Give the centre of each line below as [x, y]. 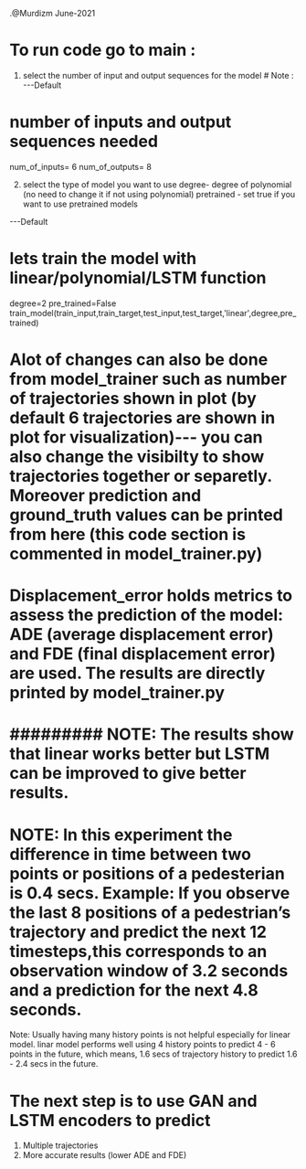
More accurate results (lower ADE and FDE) [105, 1155]
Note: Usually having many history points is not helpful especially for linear [150, 1035]
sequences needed [84, 142]
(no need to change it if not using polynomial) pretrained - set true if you [159, 194]
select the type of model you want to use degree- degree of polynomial [157, 184]
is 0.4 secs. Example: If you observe [150, 893]
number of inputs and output [121, 122]
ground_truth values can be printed [146, 515]
